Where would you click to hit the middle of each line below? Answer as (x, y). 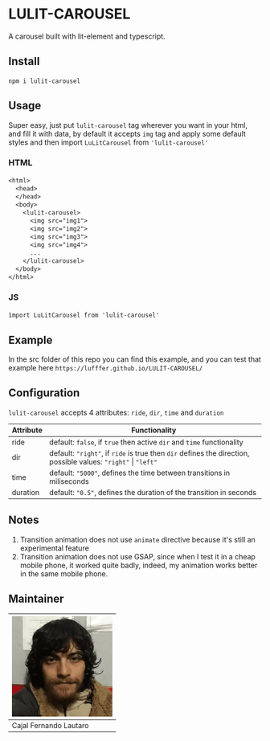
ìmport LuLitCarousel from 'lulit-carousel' (84, 315)
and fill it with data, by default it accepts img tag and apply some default (127, 133)
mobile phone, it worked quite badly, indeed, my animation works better (139, 565)
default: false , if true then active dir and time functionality (146, 442)
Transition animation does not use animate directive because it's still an (137, 539)
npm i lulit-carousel (45, 81)
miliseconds (70, 481)
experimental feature (55, 548)
